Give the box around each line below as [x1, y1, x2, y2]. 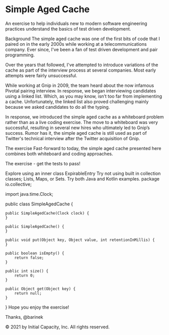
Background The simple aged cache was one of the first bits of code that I [5, 36, 160, 42]
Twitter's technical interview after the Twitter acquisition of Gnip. [5, 135, 140, 141]
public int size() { [5, 268, 49, 273]
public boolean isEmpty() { [5, 251, 65, 256]
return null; [14, 291, 42, 296]
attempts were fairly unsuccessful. [5, 72, 77, 78]
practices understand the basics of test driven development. [5, 25, 132, 32]
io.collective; [5, 181, 32, 187]
